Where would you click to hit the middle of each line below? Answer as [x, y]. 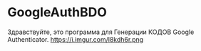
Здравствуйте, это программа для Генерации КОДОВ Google [101, 32]
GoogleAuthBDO [57, 12]
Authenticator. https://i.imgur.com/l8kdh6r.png [76, 39]
